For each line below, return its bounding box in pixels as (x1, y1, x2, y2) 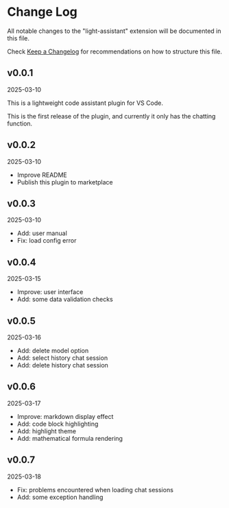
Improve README (16, 171, 67, 179)
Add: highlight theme (16, 426, 77, 435)
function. (7, 119, 33, 128)
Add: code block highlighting (16, 420, 99, 428)
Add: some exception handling (16, 493, 104, 501)
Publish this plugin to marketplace (16, 178, 113, 186)
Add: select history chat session (16, 354, 108, 362)
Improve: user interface (16, 288, 84, 296)
